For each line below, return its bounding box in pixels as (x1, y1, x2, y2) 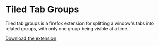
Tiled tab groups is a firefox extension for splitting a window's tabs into (5, 20, 154, 26)
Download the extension (5, 35, 57, 41)
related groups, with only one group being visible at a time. (5, 25, 129, 31)
